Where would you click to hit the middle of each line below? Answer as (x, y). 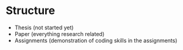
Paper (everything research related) (59, 34)
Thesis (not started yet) (44, 27)
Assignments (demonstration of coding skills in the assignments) (96, 40)
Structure (30, 11)
